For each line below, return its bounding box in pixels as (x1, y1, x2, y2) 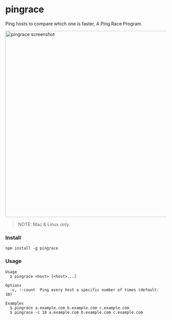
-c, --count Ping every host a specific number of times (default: (10, 287, 159, 292)
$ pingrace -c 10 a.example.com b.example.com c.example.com (10, 310, 143, 315)
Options (5, 283, 22, 288)
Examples (5, 300, 24, 306)
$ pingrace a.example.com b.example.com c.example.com (10, 305, 130, 310)
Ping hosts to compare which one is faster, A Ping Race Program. (5, 21, 143, 27)
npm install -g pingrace (5, 246, 58, 251)
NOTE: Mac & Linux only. (17, 221, 71, 227)
